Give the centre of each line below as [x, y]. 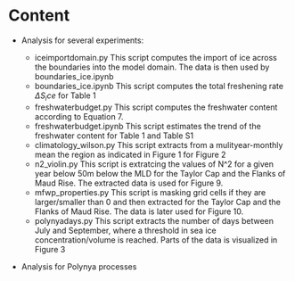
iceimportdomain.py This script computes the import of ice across [156, 57]
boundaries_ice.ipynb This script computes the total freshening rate [159, 86]
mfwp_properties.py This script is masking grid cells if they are [150, 192]
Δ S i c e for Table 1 [65, 96]
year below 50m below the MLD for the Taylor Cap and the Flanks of [160, 173]
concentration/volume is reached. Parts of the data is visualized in [156, 240]
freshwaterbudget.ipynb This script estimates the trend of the [148, 126]
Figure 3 [50, 249]
